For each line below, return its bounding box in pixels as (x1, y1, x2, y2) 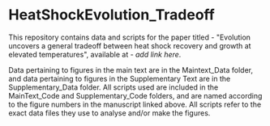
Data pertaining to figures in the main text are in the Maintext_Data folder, (8, 65, 254, 74)
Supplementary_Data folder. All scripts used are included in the (8, 82, 219, 92)
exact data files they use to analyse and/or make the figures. (8, 107, 211, 118)
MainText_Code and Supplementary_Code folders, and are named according (8, 90, 263, 100)
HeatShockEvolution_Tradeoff (8, 6, 215, 24)
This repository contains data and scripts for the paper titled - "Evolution (8, 32, 251, 42)
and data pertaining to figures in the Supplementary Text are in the (8, 73, 231, 83)
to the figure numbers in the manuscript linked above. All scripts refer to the (8, 99, 262, 109)
